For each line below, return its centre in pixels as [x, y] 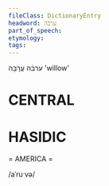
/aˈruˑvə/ [22, 174]
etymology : [26, 38]
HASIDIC [37, 137]
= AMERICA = [31, 159]
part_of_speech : [35, 30]
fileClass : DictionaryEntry [55, 16]
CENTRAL [41, 100]
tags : [17, 46]
